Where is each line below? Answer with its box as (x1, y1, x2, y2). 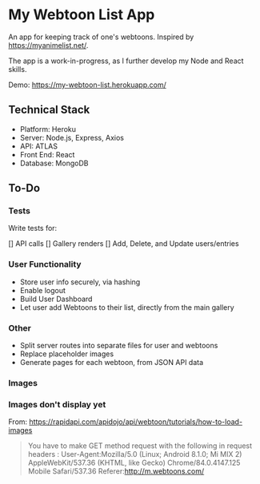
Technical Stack (8, 103, 90, 117)
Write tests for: (8, 224, 58, 233)
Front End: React (19, 149, 75, 159)
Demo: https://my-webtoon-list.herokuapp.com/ (8, 80, 166, 89)
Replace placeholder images (19, 349, 114, 359)
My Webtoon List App (8, 6, 155, 24)
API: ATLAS (19, 141, 58, 151)
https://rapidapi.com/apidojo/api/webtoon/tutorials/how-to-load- (29, 417, 242, 426)
